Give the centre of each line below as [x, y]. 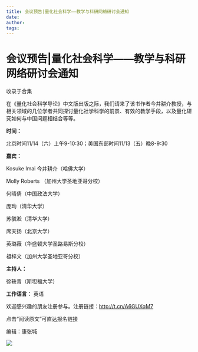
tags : [13, 28]
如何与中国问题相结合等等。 [44, 119]
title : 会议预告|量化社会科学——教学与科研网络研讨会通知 [68, 11]
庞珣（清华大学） [27, 206]
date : [13, 17]
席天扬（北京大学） [29, 231]
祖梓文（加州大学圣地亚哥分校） [45, 256]
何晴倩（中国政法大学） [34, 194]
